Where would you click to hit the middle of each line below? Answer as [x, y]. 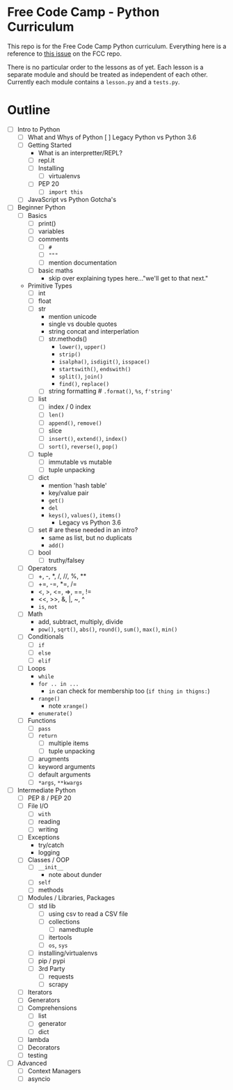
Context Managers [54, 1070]
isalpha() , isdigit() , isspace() [105, 361]
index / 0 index [70, 407]
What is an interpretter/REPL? [80, 153]
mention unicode [73, 317]
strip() [70, 355]
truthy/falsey [66, 561]
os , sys [58, 945]
